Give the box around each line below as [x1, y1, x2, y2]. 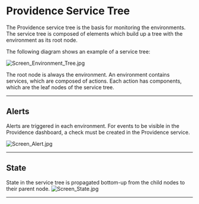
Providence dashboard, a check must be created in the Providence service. [6, 128, 190, 136]
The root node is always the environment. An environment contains [6, 71, 170, 78]
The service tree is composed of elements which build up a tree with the [6, 30, 183, 37]
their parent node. [6, 185, 50, 192]
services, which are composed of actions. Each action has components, [6, 77, 182, 84]
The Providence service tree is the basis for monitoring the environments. [6, 24, 186, 31]
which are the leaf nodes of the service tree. [6, 83, 114, 90]
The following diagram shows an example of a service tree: [6, 48, 150, 55]
